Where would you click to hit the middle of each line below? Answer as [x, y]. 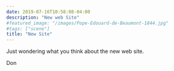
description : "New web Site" [43, 17]
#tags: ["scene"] [28, 29]
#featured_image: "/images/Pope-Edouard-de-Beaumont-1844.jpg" [88, 23]
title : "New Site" [29, 34]
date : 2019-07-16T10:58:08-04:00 [48, 12]
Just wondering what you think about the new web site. [75, 51]
